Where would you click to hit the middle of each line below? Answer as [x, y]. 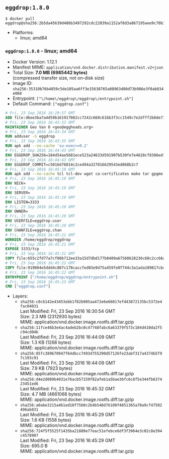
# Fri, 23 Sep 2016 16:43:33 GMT [40, 122]
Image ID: [22, 83]
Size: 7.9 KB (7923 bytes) [46, 368]
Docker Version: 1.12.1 [35, 62]
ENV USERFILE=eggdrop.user [33, 221]
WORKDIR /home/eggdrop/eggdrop [38, 240]
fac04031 [29, 306]
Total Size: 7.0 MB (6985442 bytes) [50, 73]
